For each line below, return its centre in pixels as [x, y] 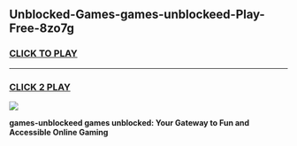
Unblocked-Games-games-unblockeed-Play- [137, 15]
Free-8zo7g [42, 29]
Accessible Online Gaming [59, 132]
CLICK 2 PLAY [40, 87]
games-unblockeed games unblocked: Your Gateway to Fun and [129, 122]
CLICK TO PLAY [43, 54]
